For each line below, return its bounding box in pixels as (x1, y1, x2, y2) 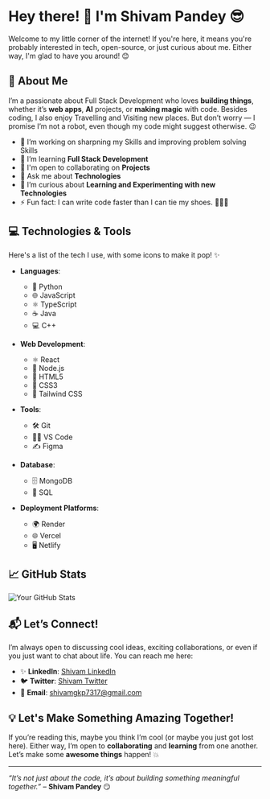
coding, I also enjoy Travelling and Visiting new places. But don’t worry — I (8, 113, 256, 122)
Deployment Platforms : (19, 503, 99, 513)
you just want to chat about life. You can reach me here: (8, 651, 194, 661)
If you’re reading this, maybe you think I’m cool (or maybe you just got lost (8, 732, 254, 742)
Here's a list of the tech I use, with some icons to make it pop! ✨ (8, 249, 220, 260)
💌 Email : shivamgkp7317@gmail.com (19, 688, 142, 698)
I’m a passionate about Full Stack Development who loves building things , (8, 96, 255, 105)
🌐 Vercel (31, 530, 62, 540)
